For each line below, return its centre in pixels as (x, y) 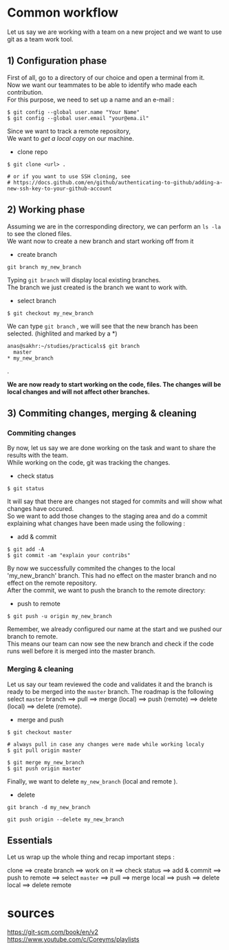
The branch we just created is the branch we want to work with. (97, 287)
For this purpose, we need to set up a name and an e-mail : (91, 99)
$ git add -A (26, 550)
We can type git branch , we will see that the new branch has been (102, 326)
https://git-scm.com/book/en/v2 (53, 932)
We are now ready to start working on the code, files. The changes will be (114, 384)
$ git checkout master (40, 732)
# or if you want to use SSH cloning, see (69, 176)
